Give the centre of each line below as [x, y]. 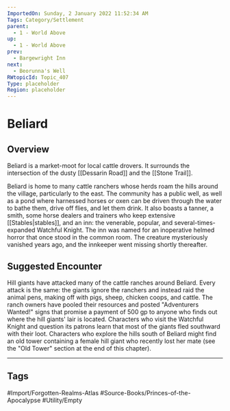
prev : [15, 52]
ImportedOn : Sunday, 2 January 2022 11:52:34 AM [78, 13]
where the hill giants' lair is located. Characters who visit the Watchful [105, 319]
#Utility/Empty [62, 400]
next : [15, 64]
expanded [21, 230]
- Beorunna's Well [40, 71]
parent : [18, 26]
